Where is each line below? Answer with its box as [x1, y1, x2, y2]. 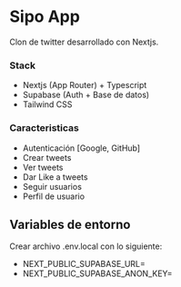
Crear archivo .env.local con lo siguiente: [9, 241, 163, 252]
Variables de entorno [9, 216, 131, 233]
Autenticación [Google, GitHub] [22, 143, 141, 153]
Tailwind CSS [22, 99, 73, 110]
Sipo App [9, 6, 80, 27]
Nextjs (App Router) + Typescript [22, 80, 147, 91]
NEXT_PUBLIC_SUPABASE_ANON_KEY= [22, 268, 173, 279]
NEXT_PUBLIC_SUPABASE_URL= [22, 259, 146, 270]
